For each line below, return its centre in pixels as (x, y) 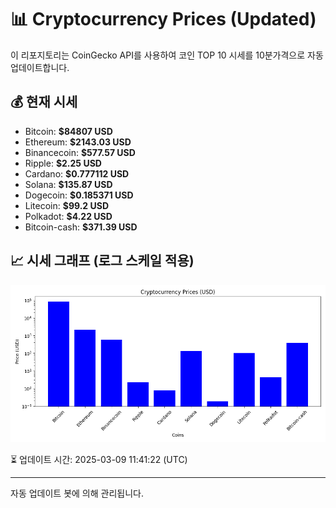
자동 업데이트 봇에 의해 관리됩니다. (77, 493)
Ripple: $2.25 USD (63, 163)
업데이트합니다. (40, 67)
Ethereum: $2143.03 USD (78, 142)
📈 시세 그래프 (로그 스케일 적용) (102, 261)
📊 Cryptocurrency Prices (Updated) (163, 19)
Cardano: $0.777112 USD (77, 173)
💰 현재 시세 (44, 102)
